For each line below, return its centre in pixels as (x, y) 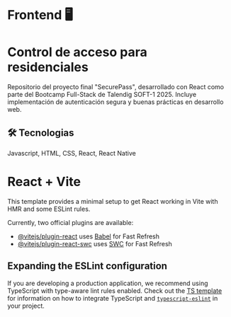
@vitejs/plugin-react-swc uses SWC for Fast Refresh (95, 243)
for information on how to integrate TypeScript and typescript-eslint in (113, 298)
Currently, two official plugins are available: (71, 222)
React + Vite (44, 182)
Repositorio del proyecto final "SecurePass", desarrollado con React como (116, 87)
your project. (26, 306)
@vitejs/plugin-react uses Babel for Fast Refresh (89, 236)
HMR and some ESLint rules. (49, 209)
